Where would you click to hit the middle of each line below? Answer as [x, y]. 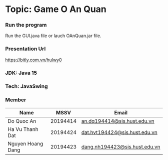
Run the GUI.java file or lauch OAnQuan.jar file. [53, 36]
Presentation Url [25, 49]
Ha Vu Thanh [23, 129]
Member [16, 100]
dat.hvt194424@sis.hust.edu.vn [119, 132]
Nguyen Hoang [25, 143]
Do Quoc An [22, 121]
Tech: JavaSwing [27, 86]
